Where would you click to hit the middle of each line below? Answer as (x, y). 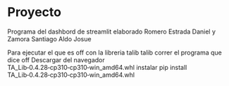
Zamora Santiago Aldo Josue (49, 38)
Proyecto (35, 12)
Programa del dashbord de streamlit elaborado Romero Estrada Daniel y (112, 31)
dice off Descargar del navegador (56, 59)
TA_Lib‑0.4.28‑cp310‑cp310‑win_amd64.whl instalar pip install (97, 67)
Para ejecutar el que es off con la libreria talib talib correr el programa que (114, 52)
